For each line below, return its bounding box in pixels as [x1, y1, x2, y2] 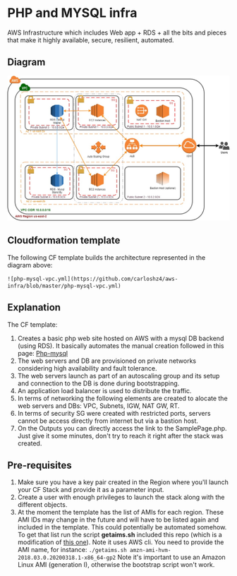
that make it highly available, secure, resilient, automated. [7, 35, 174, 44]
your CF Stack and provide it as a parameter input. [17, 486, 164, 494]
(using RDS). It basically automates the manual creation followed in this [17, 341, 224, 350]
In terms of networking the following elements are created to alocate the [17, 394, 228, 402]
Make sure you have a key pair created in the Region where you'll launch [17, 478, 229, 486]
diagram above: [7, 260, 53, 269]
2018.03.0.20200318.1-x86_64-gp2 [17, 554, 116, 562]
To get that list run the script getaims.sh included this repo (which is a [17, 531, 222, 539]
